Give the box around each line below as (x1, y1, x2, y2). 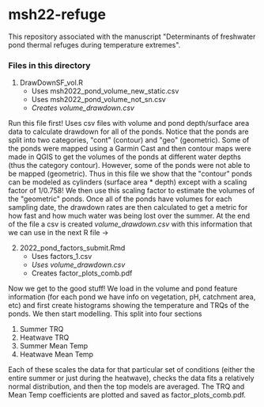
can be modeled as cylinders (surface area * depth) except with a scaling (8, 177, 247, 187)
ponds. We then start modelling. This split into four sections (8, 309, 202, 318)
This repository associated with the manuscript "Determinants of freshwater (8, 32, 256, 41)
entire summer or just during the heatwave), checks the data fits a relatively (8, 374, 255, 383)
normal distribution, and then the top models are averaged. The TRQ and (8, 382, 245, 391)
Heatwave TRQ (19, 333, 70, 342)
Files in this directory (8, 59, 91, 70)
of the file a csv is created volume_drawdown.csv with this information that (8, 219, 253, 229)
